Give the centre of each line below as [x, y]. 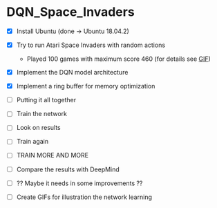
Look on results [39, 128]
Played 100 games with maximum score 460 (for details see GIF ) [119, 59]
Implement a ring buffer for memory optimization [86, 86]
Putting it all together [46, 100]
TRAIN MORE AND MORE [53, 155]
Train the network [41, 114]
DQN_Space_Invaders [71, 12]
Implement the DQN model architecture [72, 73]
